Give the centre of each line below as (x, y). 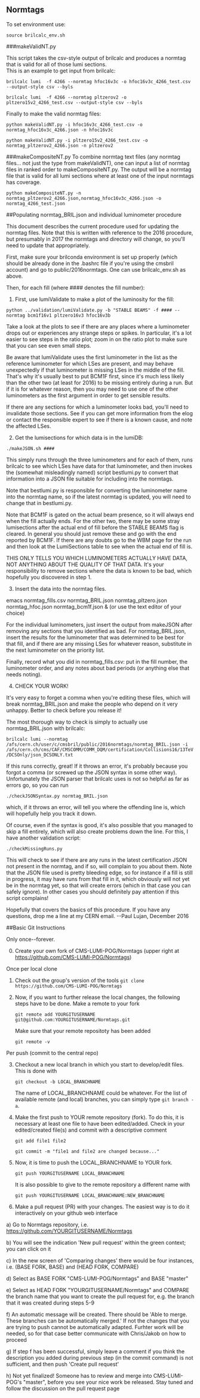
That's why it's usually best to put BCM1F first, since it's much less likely (95, 376)
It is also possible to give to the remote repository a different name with (102, 1184)
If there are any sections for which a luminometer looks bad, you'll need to (98, 407)
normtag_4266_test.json (36, 203)
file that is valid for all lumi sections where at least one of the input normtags (100, 175)
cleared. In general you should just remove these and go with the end (91, 534)
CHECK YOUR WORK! (41, 686)
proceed (16, 1339)
